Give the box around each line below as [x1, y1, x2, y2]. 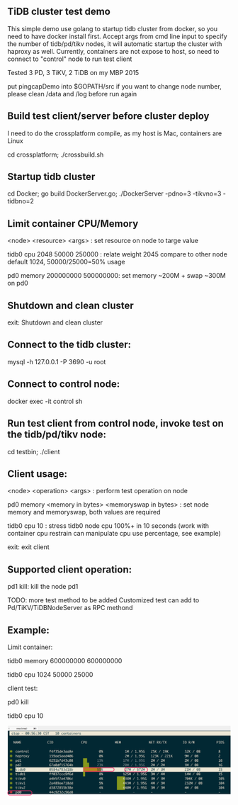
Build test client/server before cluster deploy [7, 110, 210, 123]
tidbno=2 [7, 197, 34, 206]
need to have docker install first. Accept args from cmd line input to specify [7, 32, 228, 40]
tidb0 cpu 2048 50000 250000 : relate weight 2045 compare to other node [7, 250, 228, 259]
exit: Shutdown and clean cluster [7, 318, 103, 327]
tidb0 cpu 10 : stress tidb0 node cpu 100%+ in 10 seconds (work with [7, 522, 210, 530]
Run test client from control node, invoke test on [7, 417, 225, 429]
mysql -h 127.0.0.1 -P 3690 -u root [7, 357, 106, 366]
